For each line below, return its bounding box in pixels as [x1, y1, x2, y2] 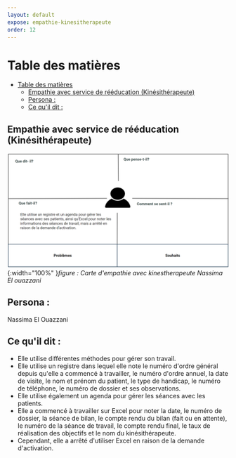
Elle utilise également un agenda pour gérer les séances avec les [17, 391, 206, 400]
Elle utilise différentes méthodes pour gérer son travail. [17, 354, 176, 362]
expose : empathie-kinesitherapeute [7, 18, 112, 26]
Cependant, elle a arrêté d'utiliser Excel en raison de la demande [17, 436, 205, 445]
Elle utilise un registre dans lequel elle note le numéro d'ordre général [17, 362, 218, 370]
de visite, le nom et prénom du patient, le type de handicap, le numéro [17, 377, 221, 385]
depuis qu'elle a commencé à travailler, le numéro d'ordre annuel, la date [17, 369, 228, 377]
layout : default [7, 11, 55, 18]
